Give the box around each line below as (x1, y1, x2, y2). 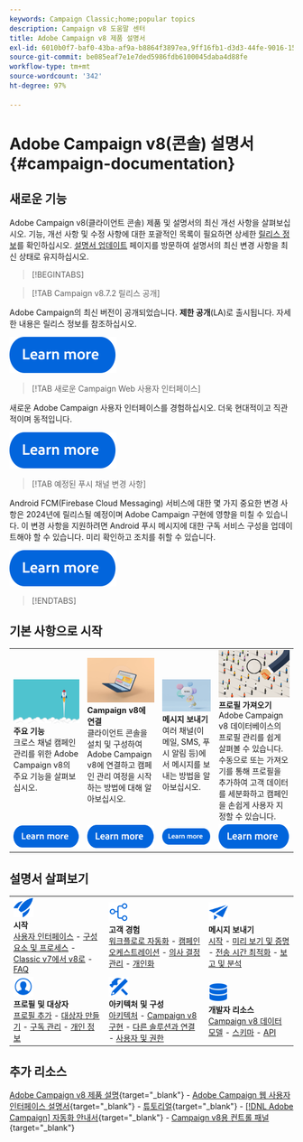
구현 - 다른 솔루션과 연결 (108, 1021, 196, 1033)
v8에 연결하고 (87, 759, 136, 771)
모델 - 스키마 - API (207, 1027, 277, 1038)
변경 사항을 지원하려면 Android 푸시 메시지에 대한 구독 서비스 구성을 (30, 520, 269, 531)
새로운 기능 (9, 191, 68, 207)
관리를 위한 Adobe (13, 747, 79, 758)
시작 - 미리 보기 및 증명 (207, 935, 290, 947)
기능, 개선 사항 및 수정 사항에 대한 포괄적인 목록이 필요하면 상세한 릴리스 (28, 228, 281, 239)
